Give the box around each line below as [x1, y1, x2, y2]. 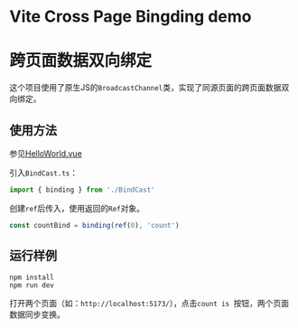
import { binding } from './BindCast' [9, 185, 155, 194]
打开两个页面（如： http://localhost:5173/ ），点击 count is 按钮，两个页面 [9, 297, 289, 308]
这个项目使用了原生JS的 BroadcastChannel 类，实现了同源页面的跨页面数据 [9, 82, 282, 93]
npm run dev [9, 280, 54, 290]
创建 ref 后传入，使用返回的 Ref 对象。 [9, 202, 144, 213]
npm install [9, 273, 54, 282]
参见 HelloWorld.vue [9, 147, 83, 159]
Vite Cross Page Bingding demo [9, 6, 252, 27]
